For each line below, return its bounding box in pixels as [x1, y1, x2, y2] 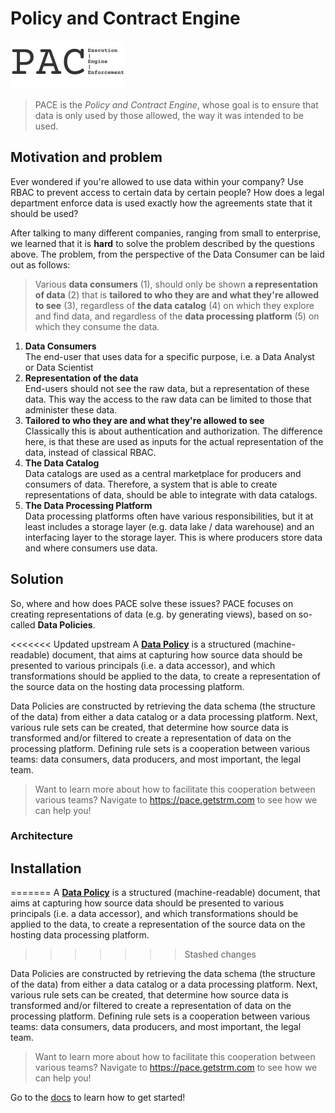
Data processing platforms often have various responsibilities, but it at [24, 510, 314, 522]
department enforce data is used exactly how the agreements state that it [10, 197, 313, 209]
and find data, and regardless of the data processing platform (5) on [34, 310, 320, 322]
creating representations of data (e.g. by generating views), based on [10, 608, 297, 620]
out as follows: [10, 258, 71, 271]
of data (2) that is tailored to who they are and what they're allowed [34, 288, 320, 301]
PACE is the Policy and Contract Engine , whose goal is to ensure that [34, 98, 319, 111]
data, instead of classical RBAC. [24, 446, 157, 458]
